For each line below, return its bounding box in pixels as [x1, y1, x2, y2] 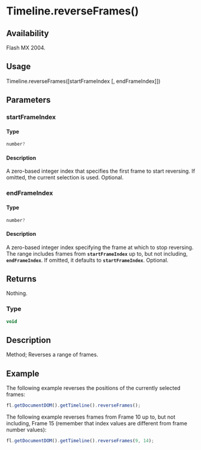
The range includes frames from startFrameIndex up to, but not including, [6, 250, 188, 257]
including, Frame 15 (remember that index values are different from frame [6, 420, 188, 427]
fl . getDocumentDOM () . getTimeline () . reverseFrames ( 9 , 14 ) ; [6, 438, 154, 444]
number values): [6, 426, 47, 434]
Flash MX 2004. [6, 44, 46, 51]
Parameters [6, 95, 51, 105]
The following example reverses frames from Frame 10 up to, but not [6, 413, 176, 421]
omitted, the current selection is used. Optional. [6, 174, 124, 181]
